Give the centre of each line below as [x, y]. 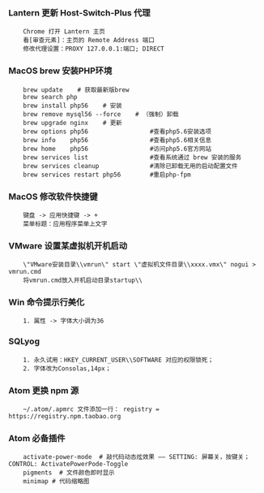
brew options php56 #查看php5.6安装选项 [117, 132]
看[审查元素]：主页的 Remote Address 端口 [89, 41]
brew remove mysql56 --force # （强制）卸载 [101, 114]
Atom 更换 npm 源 [44, 390]
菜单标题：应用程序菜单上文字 [65, 224]
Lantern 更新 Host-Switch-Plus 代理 [80, 12]
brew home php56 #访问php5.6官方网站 [117, 149]
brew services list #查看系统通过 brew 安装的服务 [132, 157]
